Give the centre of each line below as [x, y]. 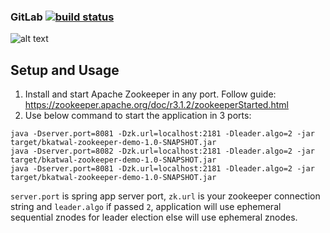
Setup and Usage [65, 70]
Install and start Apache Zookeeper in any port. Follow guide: [150, 94]
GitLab [26, 17]
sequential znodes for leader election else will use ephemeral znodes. [154, 217]
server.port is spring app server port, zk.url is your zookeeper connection [165, 196]
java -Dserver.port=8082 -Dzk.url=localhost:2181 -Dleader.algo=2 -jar [162, 151]
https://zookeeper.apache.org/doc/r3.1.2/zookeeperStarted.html [156, 105]
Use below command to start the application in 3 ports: [138, 116]
